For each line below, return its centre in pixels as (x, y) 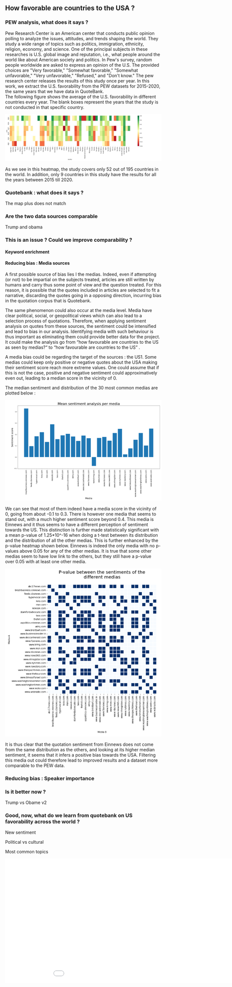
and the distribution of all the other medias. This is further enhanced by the (82, 541)
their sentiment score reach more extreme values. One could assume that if (82, 368)
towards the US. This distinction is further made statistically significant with (82, 530)
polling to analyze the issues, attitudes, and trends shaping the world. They (82, 38)
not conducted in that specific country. (45, 107)
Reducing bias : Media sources (38, 263)
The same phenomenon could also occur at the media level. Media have (79, 310)
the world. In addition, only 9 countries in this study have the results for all (81, 174)
